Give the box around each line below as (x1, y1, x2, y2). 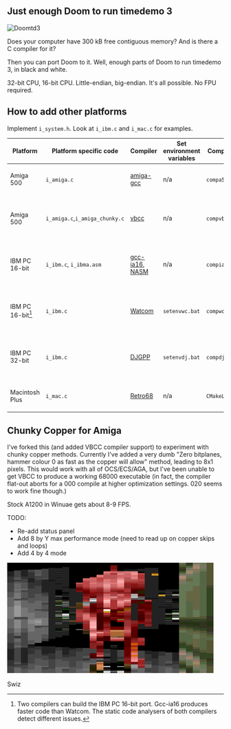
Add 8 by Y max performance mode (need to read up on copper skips (16, 534, 215, 542)
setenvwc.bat (162, 308, 201, 314)
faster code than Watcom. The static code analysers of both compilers (16, 707, 217, 715)
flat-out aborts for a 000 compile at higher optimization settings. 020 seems (7, 479, 223, 488)
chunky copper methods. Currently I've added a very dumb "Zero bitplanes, (7, 450, 222, 458)
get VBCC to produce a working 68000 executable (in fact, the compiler (7, 472, 211, 480)
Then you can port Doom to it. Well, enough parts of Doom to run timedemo (7, 58, 221, 66)
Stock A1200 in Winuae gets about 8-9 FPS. (7, 500, 131, 508)
